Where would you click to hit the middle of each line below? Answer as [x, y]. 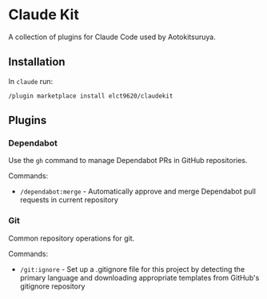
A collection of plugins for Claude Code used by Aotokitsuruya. [112, 37]
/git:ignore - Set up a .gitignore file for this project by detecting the [132, 269]
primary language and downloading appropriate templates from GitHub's [139, 277]
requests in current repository [69, 200]
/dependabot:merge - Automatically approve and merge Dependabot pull [137, 191]
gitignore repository [52, 286]
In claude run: [31, 81]
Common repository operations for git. [72, 238]
